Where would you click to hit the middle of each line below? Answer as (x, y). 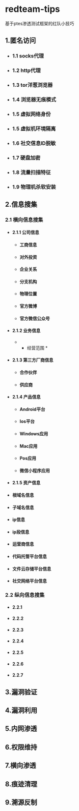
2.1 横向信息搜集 (24, 220)
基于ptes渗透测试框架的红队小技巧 (40, 23)
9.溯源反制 (21, 802)
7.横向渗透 (21, 766)
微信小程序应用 (35, 470)
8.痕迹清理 (21, 784)
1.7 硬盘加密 (26, 158)
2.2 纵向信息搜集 (25, 595)
